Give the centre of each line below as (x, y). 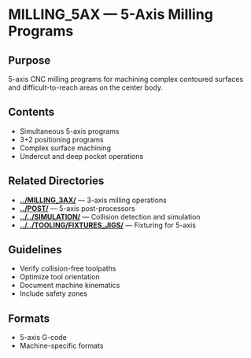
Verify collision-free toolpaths (68, 268)
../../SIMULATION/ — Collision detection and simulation (110, 216)
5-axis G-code (43, 338)
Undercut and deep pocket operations (81, 156)
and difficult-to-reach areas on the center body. (86, 87)
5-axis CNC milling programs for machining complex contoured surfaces (126, 79)
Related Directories (56, 181)
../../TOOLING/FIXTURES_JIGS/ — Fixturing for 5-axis (108, 225)
